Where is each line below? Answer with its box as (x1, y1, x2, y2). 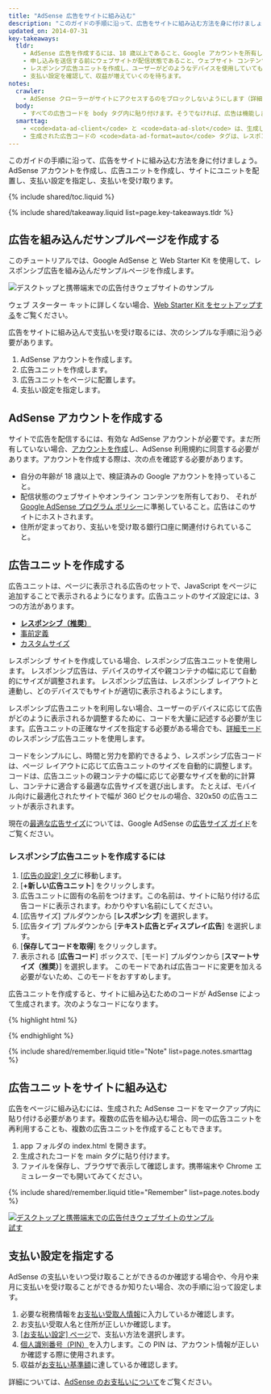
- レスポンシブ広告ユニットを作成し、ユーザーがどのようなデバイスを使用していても (23, 65, 264, 73)
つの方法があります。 (8, 602, 79, 611)
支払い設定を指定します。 (19, 385, 105, 395)
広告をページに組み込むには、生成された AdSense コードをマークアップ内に (8, 1104, 261, 1113)
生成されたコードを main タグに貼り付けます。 (19, 1151, 175, 1161)
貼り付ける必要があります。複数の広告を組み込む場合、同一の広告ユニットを (8, 1113, 262, 1124)
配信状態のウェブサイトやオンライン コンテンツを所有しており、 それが (19, 492, 257, 501)
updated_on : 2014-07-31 (8, 27, 89, 35)
